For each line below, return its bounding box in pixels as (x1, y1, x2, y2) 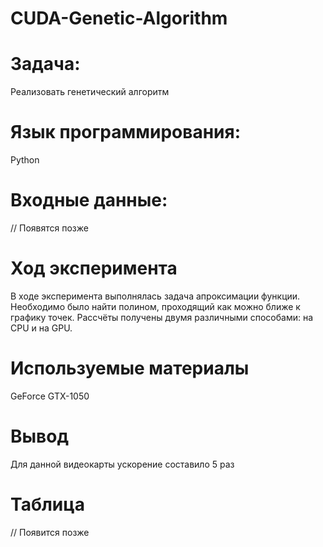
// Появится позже (10, 526, 90, 538)
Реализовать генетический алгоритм (10, 86, 170, 98)
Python (10, 154, 40, 166)
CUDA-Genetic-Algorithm (10, 7, 228, 30)
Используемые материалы (10, 357, 250, 380)
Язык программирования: (10, 121, 241, 144)
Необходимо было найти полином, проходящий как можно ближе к (10, 300, 301, 312)
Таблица (10, 493, 85, 516)
